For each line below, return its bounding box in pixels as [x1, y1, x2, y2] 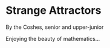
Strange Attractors [5, 4, 102, 17]
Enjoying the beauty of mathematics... [5, 35, 100, 42]
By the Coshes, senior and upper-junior [5, 23, 104, 31]
